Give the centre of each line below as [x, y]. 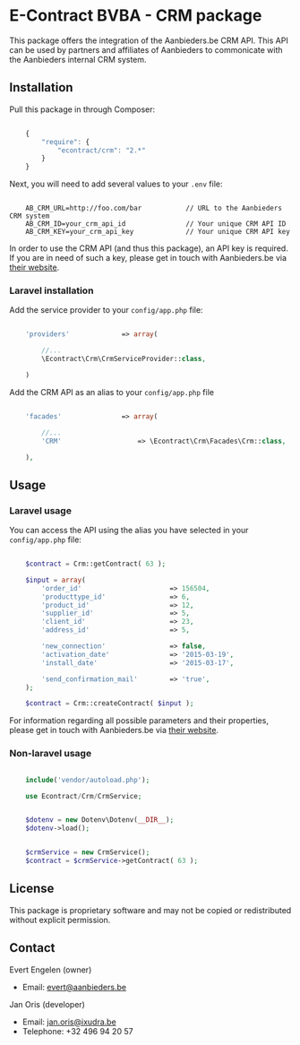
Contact [32, 948]
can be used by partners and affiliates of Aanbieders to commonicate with [146, 49]
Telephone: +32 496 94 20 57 [77, 1031]
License [32, 889]
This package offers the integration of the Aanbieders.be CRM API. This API [149, 40]
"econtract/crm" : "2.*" [101, 150]
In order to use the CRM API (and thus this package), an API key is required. [149, 248]
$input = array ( [56, 580]
